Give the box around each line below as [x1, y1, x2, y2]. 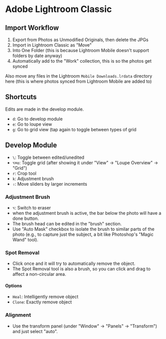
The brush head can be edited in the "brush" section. [12, 220, 122, 226]
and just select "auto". [12, 328, 58, 334]
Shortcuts [5, 93, 37, 101]
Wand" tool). [12, 236, 38, 242]
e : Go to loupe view [12, 121, 52, 127]
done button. [12, 215, 39, 221]
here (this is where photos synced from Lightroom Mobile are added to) [5, 79, 152, 84]
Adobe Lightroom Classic [5, 4, 112, 15]
